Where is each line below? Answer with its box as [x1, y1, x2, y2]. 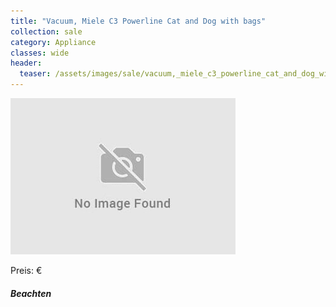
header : [10, 58, 43, 69]
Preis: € [10, 265, 43, 276]
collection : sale [10, 26, 83, 37]
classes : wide [10, 48, 70, 58]
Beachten [10, 287, 52, 299]
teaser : [19, 69, 52, 79]
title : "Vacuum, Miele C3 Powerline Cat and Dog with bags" [10, 16, 267, 26]
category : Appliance [10, 37, 97, 47]
